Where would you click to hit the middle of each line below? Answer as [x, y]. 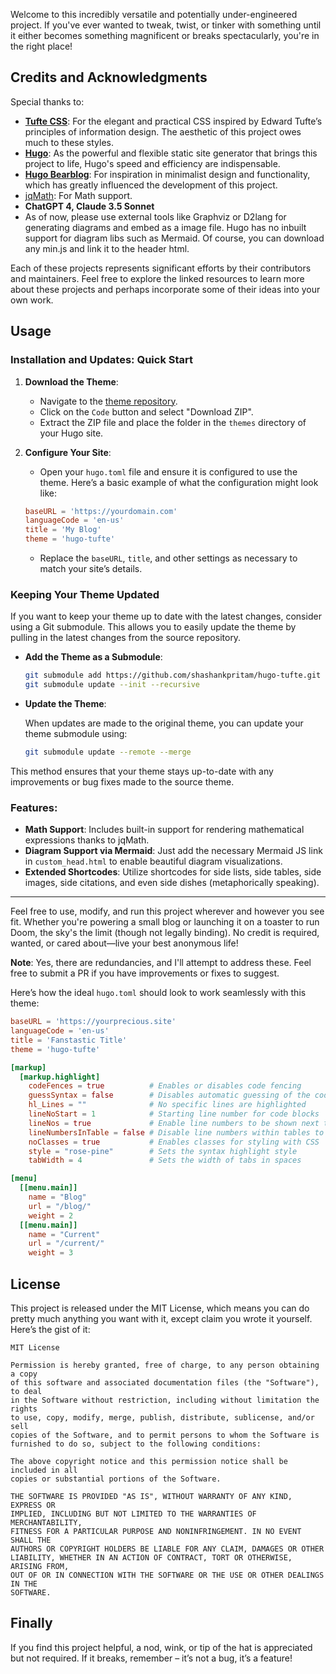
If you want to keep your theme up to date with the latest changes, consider [166, 616]
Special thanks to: [47, 101]
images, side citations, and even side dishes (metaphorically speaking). [172, 883]
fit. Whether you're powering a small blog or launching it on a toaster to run [165, 922]
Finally [31, 1623]
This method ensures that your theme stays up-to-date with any [142, 771]
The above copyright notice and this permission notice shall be [149, 1462]
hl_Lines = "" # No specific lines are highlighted [167, 1105]
